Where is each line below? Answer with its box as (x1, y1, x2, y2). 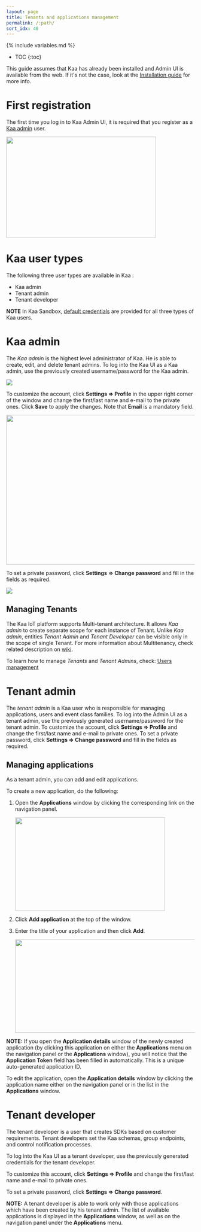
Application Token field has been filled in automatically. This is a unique (6, 1057, 184, 1064)
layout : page (6, 8, 39, 15)
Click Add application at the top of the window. (14, 915, 132, 923)
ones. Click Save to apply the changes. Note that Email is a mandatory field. (6, 403, 194, 410)
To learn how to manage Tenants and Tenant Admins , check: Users (6, 657, 172, 664)
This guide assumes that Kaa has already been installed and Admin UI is (6, 65, 184, 72)
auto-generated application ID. (6, 1063, 82, 1070)
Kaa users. (6, 314, 33, 321)
